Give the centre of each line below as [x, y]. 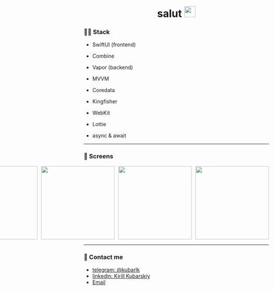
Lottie [99, 124]
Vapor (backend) [113, 67]
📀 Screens [99, 157]
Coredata [103, 90]
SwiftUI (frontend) [114, 45]
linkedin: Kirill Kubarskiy [121, 276]
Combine [103, 56]
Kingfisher [105, 101]
